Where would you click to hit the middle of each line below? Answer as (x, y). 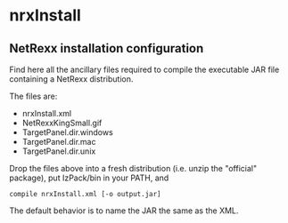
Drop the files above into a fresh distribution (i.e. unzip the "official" (133, 168)
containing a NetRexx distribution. (71, 79)
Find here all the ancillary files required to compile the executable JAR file (144, 69)
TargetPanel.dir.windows (67, 132)
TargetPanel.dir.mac (59, 142)
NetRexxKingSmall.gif (62, 123)
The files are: (33, 96)
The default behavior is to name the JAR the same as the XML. (124, 211)
